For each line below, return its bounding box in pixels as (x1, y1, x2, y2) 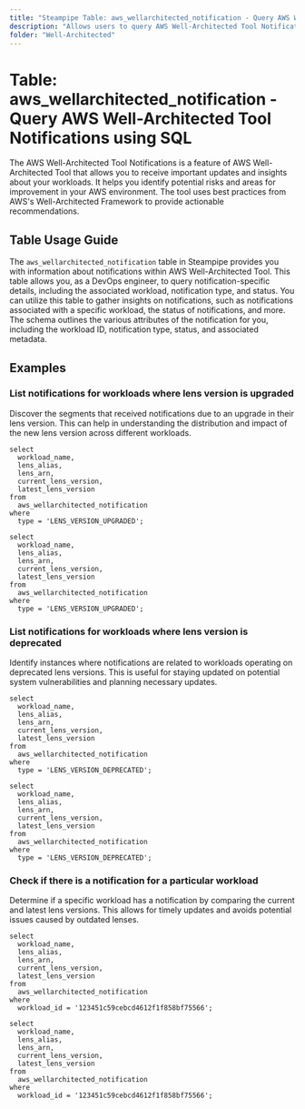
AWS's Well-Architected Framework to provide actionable (9, 197, 225, 207)
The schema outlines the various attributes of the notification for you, (9, 315, 270, 326)
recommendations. (9, 206, 80, 217)
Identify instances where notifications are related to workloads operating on (9, 657, 293, 669)
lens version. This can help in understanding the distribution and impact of (9, 418, 288, 428)
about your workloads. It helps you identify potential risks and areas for (9, 176, 277, 187)
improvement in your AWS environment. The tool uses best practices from (9, 187, 287, 197)
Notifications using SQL (9, 127, 192, 148)
